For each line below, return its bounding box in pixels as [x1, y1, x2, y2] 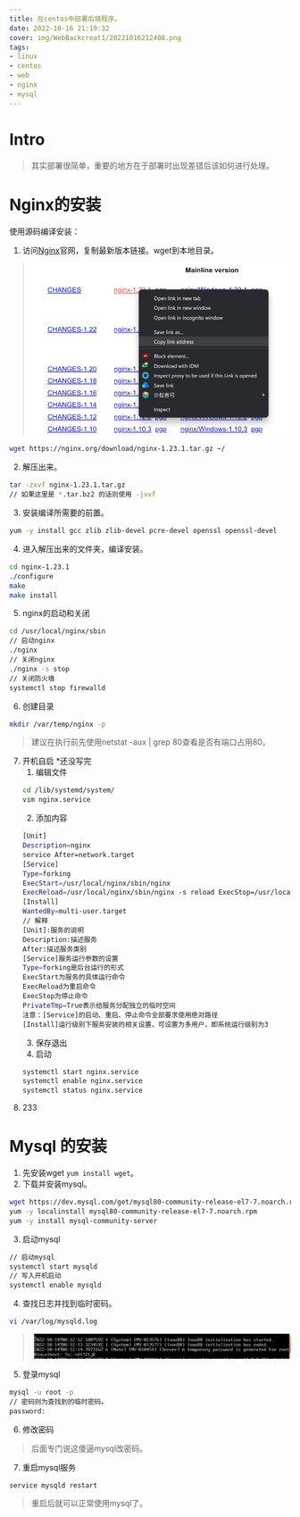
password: [9, 1406, 46, 1415]
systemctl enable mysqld [9, 1281, 102, 1290]
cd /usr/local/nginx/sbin [9, 627, 105, 636]
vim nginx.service [21, 796, 91, 804]
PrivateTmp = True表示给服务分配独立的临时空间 [21, 1001, 176, 1010]
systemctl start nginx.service [21, 1067, 139, 1076]
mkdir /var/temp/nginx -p [9, 720, 105, 729]
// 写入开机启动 [9, 1271, 62, 1280]
